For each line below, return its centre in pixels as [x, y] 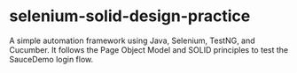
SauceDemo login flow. [51, 59]
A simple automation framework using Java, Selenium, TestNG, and [132, 40]
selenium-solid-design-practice [130, 16]
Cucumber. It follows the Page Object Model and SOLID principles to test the [149, 49]
